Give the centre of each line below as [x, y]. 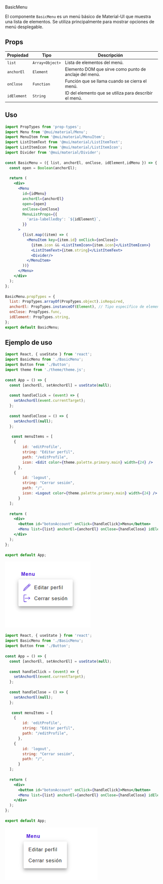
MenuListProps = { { [40, 214]
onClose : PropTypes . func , [36, 312]
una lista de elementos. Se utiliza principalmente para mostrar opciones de [80, 22]
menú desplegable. [24, 27]
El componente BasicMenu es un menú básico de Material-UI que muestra [78, 16]
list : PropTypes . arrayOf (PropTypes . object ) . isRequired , [67, 302]
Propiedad [18, 55]
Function [41, 84]
